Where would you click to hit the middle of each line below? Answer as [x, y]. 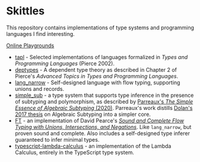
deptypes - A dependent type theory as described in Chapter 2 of [96, 69]
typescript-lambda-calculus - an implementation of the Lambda [93, 146]
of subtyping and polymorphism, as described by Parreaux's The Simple [104, 101]
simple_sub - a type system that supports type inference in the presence [104, 95]
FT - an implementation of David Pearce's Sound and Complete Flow [99, 120]
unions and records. [39, 88]
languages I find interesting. [41, 33]
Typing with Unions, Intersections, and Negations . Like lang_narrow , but [103, 127]
